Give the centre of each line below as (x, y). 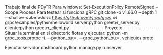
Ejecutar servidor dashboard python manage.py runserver (64, 47)
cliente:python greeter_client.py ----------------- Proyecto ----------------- (81, 28)
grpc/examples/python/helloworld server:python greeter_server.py (72, 22)
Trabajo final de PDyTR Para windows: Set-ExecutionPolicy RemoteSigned (80, 7)
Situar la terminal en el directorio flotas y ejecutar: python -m (67, 33)
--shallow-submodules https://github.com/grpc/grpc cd (61, 17)
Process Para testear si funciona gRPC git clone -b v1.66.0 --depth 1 (88, 12)
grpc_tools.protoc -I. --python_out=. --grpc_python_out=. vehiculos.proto (79, 38)
